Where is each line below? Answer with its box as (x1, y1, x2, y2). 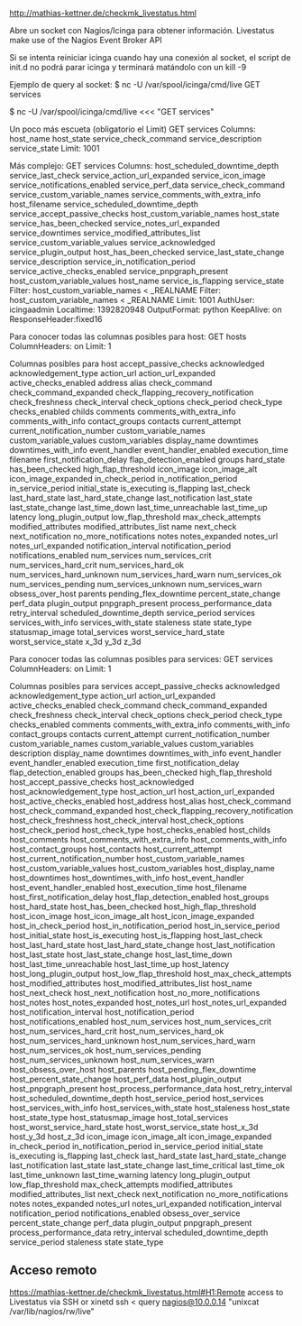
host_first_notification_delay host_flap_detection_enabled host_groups (9, 892, 270, 902)
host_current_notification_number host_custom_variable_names (9, 853, 245, 864)
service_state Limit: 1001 (9, 143, 100, 153)
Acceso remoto (9, 1263, 97, 1278)
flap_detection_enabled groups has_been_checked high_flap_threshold (9, 767, 272, 778)
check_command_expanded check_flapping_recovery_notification (9, 387, 254, 398)
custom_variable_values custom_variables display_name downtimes (9, 435, 259, 446)
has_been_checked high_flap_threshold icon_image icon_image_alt (9, 464, 258, 474)
